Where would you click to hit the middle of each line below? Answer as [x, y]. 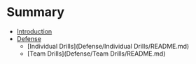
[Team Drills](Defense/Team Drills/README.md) [96, 54]
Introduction [34, 31]
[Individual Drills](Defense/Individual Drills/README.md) [108, 46]
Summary [35, 12]
